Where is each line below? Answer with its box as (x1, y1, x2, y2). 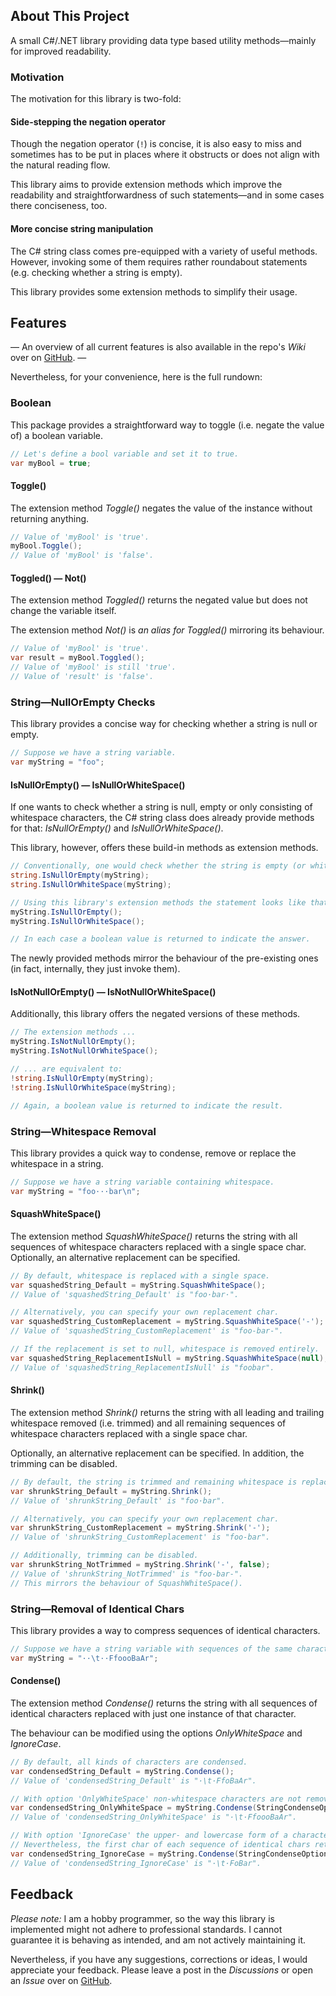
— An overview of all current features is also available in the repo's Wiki (10, 341, 306, 353)
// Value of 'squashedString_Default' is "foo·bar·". (10, 1289, 240, 1299)
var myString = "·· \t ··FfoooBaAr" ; (10, 1653, 159, 1663)
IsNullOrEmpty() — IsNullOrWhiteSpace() (10, 779, 186, 791)
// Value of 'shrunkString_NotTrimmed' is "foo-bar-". (10, 1569, 244, 1579)
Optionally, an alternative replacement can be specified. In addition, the (10, 1447, 305, 1459)
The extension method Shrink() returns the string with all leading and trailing (10, 1406, 325, 1418)
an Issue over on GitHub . (10, 1974, 113, 1986)
